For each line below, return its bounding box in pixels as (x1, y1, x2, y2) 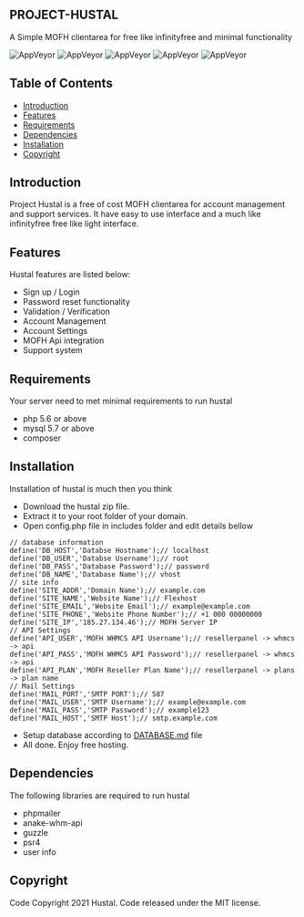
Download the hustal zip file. (22, 501, 130, 512)
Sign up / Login (22, 287, 80, 297)
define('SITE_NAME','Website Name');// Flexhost (9, 593, 198, 603)
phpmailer (22, 808, 61, 818)
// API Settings (9, 625, 71, 635)
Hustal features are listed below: (9, 269, 131, 280)
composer (22, 432, 62, 443)
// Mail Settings (9, 682, 76, 691)
